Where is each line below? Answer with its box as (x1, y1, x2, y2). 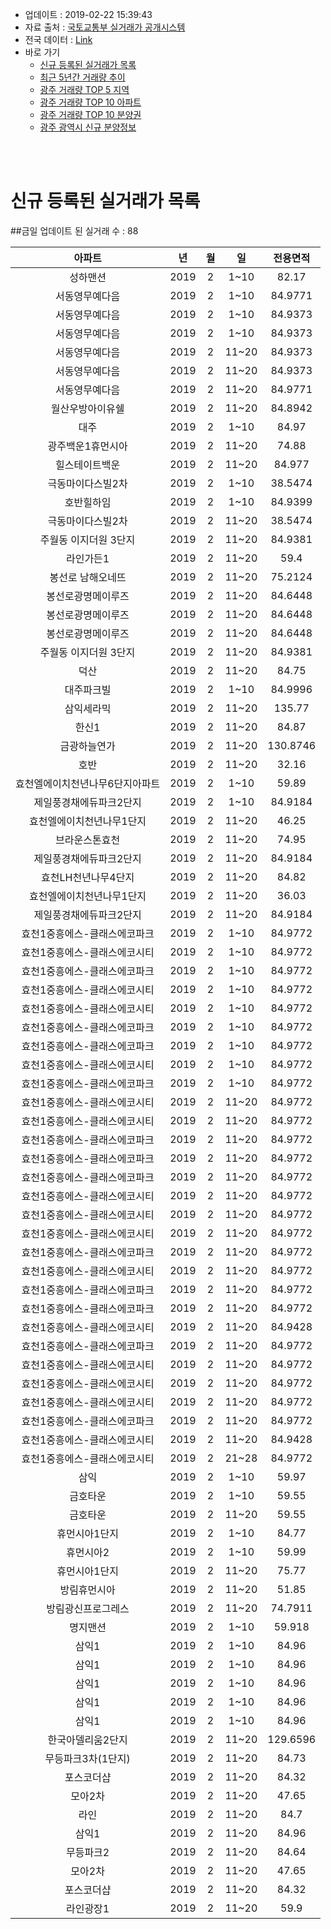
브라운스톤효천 (55, 833, 121, 847)
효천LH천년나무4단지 (41, 870, 135, 884)
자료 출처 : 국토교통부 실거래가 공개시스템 (24, 21, 186, 33)
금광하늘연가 (59, 739, 116, 753)
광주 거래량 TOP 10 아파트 (39, 96, 142, 108)
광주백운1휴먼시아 (47, 439, 128, 453)
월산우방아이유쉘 (50, 401, 125, 415)
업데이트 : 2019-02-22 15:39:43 (24, 9, 153, 20)
